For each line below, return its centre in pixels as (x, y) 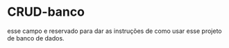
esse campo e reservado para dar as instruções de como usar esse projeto (114, 31)
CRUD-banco (46, 12)
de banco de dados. (36, 38)
